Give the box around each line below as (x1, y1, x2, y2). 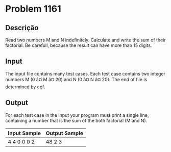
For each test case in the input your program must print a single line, (5, 112, 149, 118)
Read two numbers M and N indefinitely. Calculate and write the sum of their (5, 37, 166, 43)
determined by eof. (5, 84, 45, 90)
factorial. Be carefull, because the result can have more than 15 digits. (5, 42, 152, 48)
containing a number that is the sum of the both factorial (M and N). (5, 117, 148, 123)
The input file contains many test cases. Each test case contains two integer (5, 70, 166, 77)
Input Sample (8, 130, 41, 137)
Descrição (5, 23, 39, 32)
